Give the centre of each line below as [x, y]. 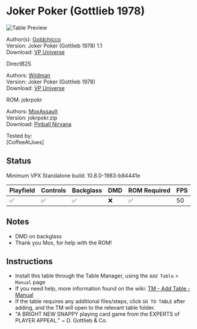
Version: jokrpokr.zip [32, 118]
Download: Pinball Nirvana [39, 124]
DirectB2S [19, 64]
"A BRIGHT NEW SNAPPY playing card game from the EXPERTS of [97, 314]
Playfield [22, 190]
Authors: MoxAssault [32, 111]
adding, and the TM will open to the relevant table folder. [85, 308]
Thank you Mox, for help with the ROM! [63, 243]
